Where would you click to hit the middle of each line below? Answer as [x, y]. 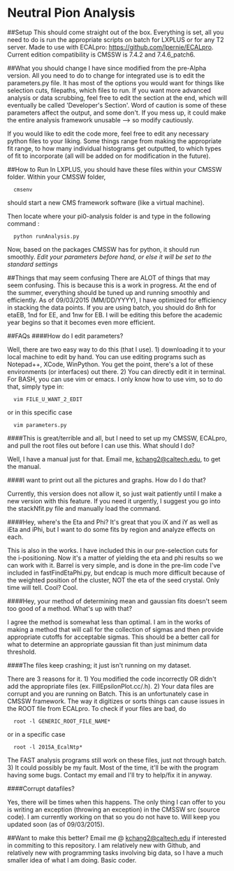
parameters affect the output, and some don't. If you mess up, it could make [117, 113]
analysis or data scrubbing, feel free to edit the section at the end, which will [117, 98]
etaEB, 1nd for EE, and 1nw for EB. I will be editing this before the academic [115, 315]
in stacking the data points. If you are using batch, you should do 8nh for [112, 307]
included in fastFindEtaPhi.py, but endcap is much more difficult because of [116, 573]
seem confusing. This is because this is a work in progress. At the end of [112, 285]
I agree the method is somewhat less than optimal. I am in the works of [109, 622]
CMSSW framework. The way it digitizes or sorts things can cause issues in [116, 701]
